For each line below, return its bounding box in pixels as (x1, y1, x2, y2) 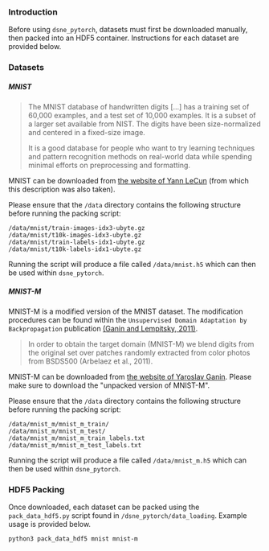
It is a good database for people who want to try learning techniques (27, 143, 255, 153)
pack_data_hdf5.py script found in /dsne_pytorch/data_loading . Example (8, 511, 247, 520)
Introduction (8, 6, 58, 18)
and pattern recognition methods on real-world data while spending (27, 152, 253, 162)
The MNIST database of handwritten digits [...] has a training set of (27, 102, 250, 112)
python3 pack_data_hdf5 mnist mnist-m (8, 535, 138, 543)
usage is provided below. (8, 520, 91, 529)
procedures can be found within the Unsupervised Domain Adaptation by (8, 315, 247, 325)
